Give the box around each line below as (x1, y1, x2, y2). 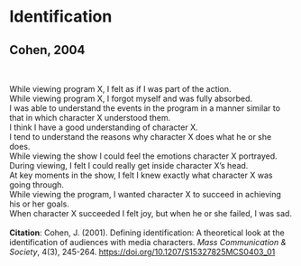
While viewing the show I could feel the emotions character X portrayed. (9, 151, 278, 161)
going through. (9, 179, 65, 190)
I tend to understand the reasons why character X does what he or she (9, 132, 272, 142)
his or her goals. (9, 198, 70, 209)
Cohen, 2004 (9, 42, 86, 58)
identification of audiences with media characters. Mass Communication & (9, 237, 287, 247)
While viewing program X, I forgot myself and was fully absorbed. (9, 93, 253, 104)
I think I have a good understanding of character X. (9, 122, 198, 133)
